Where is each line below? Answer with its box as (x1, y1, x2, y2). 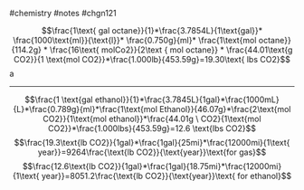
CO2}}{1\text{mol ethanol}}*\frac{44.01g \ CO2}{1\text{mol (43, 113, 261, 124)
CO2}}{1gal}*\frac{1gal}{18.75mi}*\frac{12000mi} (98, 161, 282, 171)
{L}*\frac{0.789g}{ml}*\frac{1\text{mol (13, 104, 158, 114)
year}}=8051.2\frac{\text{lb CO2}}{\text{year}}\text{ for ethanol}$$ (41, 171, 292, 181)
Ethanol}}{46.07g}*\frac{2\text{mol (159, 104, 291, 114)
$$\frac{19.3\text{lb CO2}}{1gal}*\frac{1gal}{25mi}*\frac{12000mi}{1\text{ (14, 138, 290, 147)
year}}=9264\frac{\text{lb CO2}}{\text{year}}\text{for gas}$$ (37, 147, 267, 157)
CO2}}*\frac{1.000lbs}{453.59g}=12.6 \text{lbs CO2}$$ (48, 123, 256, 134)
